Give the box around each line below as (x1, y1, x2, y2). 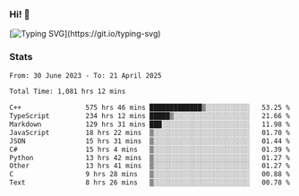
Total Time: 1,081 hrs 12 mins (9, 87, 126, 97)
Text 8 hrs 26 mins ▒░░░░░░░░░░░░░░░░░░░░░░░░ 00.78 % (9, 178, 291, 187)
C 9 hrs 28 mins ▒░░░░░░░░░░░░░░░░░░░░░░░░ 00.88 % (9, 170, 291, 179)
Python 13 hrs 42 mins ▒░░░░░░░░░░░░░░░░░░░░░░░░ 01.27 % (9, 153, 291, 162)
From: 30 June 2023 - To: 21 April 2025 (9, 71, 163, 80)
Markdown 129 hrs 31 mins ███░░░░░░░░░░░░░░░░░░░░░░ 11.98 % (9, 120, 291, 129)
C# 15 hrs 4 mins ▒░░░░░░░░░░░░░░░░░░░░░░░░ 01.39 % (9, 145, 291, 154)
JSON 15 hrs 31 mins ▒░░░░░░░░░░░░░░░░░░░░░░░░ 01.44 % (9, 136, 291, 146)
